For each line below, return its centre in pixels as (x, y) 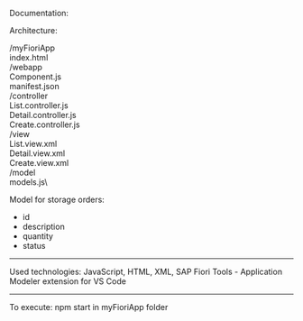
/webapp (26, 67)
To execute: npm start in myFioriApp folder (89, 307)
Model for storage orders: (57, 199)
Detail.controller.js (43, 115)
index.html (29, 57)
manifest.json (35, 86)
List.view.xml (33, 144)
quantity (38, 236)
